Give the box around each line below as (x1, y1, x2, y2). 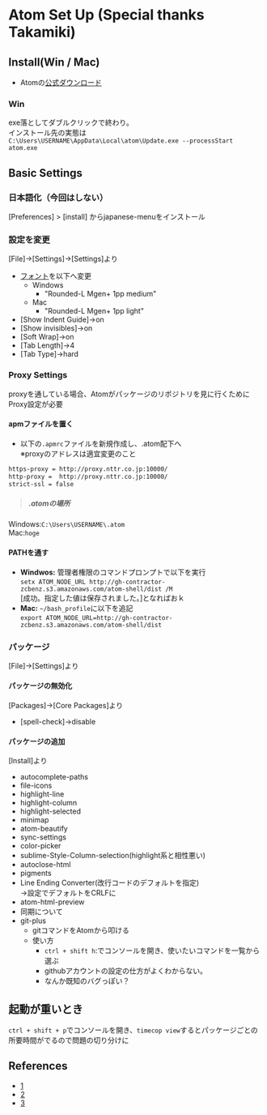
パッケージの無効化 (8, 681, 73, 690)
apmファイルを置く (8, 419, 74, 429)
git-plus (19, 916, 47, 925)
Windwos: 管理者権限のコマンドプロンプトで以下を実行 (19, 567, 206, 577)
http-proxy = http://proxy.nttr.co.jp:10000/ (8, 472, 168, 481)
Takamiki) (8, 23, 76, 41)
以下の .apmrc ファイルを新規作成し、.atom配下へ (19, 438, 182, 448)
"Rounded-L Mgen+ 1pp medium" (44, 289, 157, 299)
